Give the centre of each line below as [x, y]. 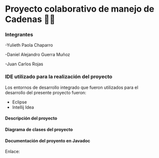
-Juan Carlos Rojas [24, 64]
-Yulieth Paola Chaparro [29, 45]
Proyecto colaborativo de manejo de [80, 9]
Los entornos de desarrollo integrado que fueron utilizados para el [72, 87]
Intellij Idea [23, 107]
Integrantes [19, 35]
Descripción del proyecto [31, 118]
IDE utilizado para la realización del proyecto [59, 77]
